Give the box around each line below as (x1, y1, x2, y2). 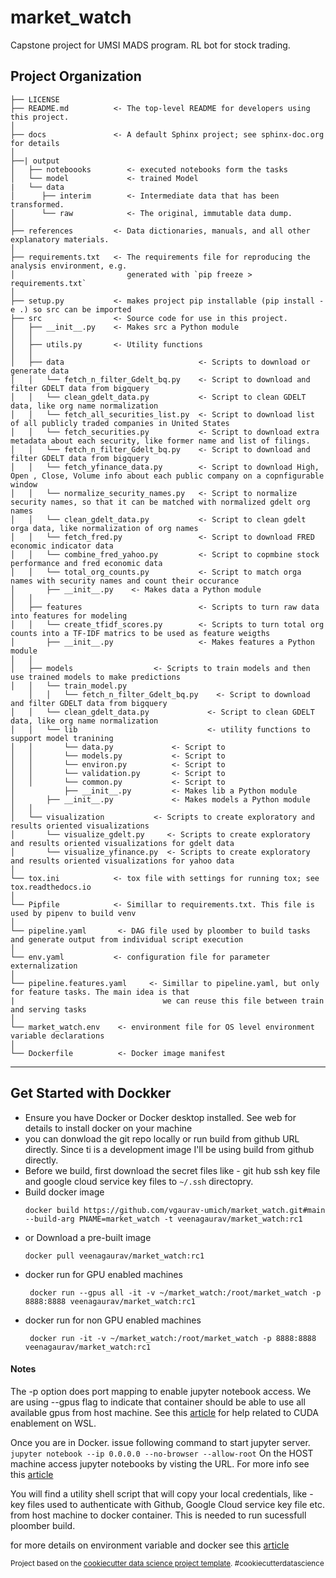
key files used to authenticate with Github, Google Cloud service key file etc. (10, 1498, 326, 1510)
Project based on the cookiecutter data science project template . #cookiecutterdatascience (10, 1558, 325, 1568)
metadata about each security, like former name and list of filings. (10, 436, 311, 446)
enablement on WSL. (10, 1417, 97, 1429)
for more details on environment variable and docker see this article (10, 1539, 290, 1551)
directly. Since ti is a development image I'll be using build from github (24, 1143, 315, 1155)
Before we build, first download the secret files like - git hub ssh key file (24, 1164, 321, 1176)
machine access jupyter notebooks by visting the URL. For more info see (10, 1457, 310, 1470)
